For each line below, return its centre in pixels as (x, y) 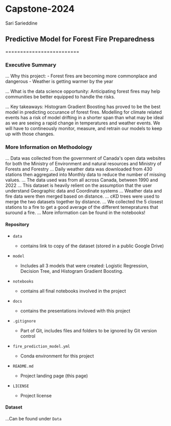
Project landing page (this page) (54, 376)
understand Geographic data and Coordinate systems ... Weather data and (84, 191)
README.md (23, 366)
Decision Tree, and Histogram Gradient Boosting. (72, 271)
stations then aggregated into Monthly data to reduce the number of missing (86, 175)
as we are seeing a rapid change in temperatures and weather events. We (83, 123)
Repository (17, 224)
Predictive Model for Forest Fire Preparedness (80, 39)
